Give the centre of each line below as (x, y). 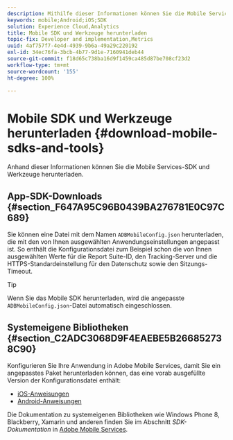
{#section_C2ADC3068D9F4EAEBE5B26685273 (114, 338)
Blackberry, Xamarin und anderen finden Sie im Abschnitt (89, 422)
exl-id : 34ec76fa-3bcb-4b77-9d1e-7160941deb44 (76, 53)
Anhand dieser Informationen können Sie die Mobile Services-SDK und (109, 167)
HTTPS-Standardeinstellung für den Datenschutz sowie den (93, 264)
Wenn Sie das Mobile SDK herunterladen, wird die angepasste (96, 298)
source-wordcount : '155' (43, 71)
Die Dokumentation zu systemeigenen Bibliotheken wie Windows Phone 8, (113, 414)
